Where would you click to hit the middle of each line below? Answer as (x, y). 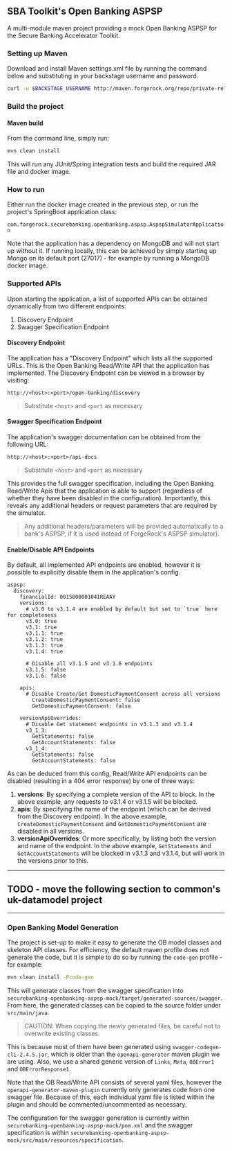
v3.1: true (41, 627)
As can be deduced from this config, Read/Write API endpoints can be (107, 774)
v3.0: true (41, 622)
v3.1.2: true (44, 640)
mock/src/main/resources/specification (65, 1141)
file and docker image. (39, 171)
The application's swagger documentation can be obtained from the (104, 437)
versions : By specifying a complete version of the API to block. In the (116, 794)
